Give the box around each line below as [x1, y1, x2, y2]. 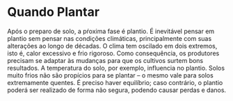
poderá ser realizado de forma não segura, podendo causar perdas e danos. [7, 86, 227, 94]
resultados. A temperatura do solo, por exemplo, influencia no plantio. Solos [7, 64, 225, 72]
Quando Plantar [7, 4, 99, 20]
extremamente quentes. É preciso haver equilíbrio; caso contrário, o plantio [7, 78, 223, 86]
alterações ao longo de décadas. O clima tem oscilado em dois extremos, [7, 42, 218, 50]
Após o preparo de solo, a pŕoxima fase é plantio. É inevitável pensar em [7, 27, 215, 35]
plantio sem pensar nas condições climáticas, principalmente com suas [7, 34, 212, 42]
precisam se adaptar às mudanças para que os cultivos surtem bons [7, 56, 204, 64]
